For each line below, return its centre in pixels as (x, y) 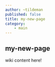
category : (15, 24)
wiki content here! (24, 60)
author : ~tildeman (24, 10)
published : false (23, 14)
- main (21, 28)
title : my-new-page (25, 19)
